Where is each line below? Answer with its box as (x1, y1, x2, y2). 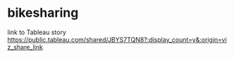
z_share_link (7, 43, 44, 51)
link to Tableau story (7, 28, 67, 36)
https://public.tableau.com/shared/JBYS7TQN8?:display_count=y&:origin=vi (7, 35, 227, 43)
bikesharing (7, 5, 79, 21)
